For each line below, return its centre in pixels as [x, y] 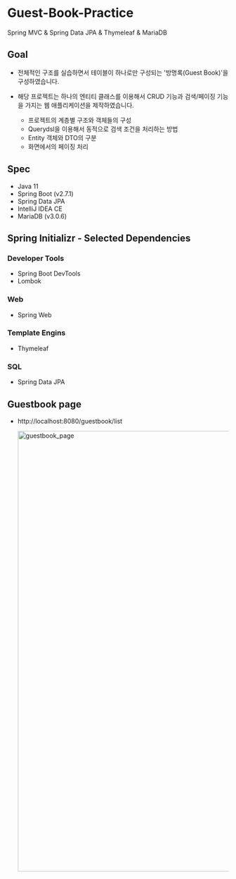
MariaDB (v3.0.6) [42, 216]
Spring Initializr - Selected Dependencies [99, 238]
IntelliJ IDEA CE [40, 209]
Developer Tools [36, 258]
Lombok [29, 281]
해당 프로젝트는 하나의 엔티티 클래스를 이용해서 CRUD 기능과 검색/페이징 [116, 96]
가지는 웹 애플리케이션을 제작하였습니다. [80, 105]
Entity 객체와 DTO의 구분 [62, 137]
